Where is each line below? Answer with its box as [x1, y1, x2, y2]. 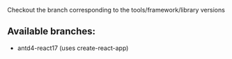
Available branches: [7, 25, 96, 37]
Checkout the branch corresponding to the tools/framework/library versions [7, 6, 225, 14]
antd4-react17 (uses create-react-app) [17, 44, 129, 52]
